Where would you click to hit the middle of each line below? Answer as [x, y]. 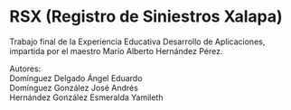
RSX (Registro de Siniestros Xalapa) [146, 17]
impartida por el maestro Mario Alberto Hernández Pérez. [116, 50]
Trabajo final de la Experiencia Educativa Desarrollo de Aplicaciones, [137, 41]
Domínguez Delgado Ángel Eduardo [76, 78]
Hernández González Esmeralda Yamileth [86, 97]
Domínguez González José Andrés [74, 87]
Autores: [25, 69]
